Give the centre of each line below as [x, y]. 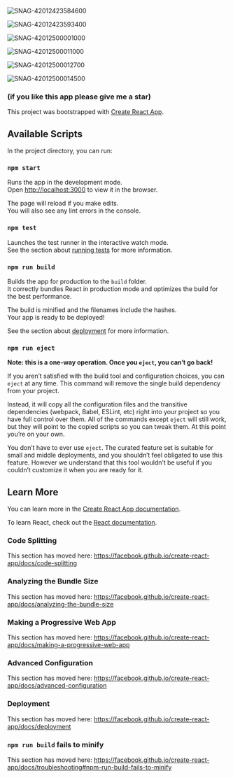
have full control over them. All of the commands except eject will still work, [117, 419]
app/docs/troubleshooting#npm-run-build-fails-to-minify [90, 767]
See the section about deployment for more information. [88, 331]
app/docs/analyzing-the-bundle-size [61, 604]
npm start [24, 168]
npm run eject [31, 348]
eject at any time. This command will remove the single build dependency [114, 383]
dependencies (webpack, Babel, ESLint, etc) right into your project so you [114, 412]
